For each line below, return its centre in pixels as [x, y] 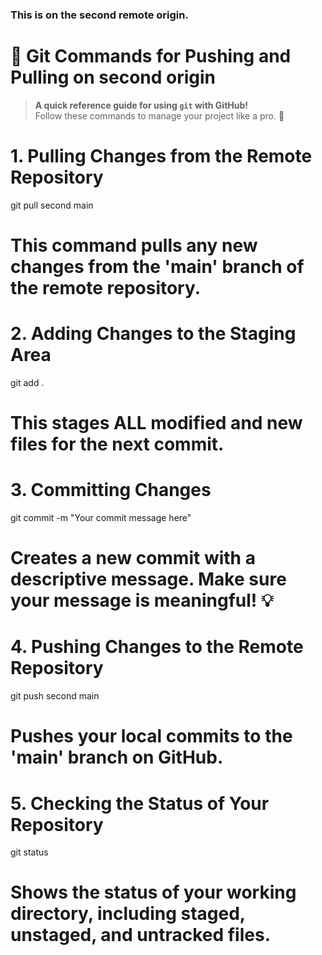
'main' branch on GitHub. [117, 757]
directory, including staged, [128, 914]
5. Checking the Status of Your [140, 803]
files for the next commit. [117, 444]
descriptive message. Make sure [148, 579]
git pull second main [52, 205]
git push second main [55, 696]
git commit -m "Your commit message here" [101, 518]
